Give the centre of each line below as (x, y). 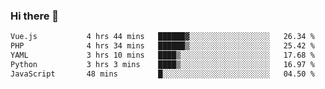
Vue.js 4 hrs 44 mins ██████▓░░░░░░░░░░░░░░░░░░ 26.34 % (162, 37)
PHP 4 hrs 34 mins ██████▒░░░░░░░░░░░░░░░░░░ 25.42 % (162, 46)
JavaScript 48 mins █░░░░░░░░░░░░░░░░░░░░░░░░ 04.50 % (162, 74)
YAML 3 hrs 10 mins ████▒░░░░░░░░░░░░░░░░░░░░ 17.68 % (162, 55)
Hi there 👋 (35, 16)
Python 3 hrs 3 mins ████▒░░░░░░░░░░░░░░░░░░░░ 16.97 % (162, 64)
